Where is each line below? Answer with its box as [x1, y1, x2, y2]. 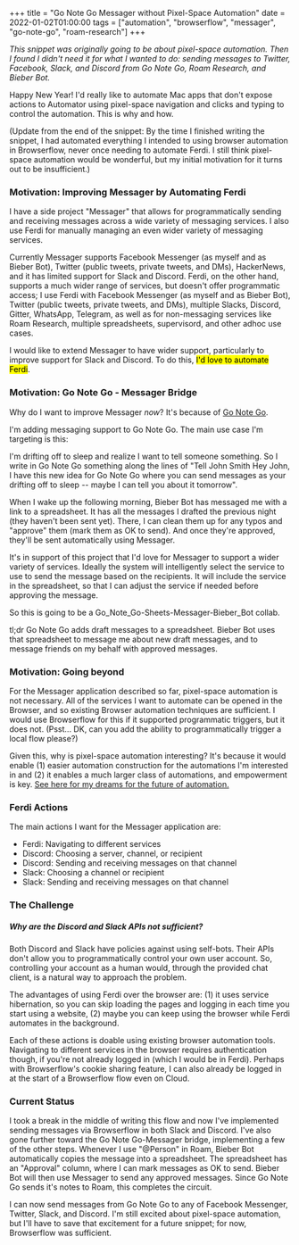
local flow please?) [9, 733, 79, 743]
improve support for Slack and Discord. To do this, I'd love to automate [9, 354, 270, 365]
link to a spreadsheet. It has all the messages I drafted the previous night [9, 506, 277, 517]
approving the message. [9, 589, 99, 601]
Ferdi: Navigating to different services [21, 839, 162, 850]
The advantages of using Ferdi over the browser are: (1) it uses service [9, 990, 270, 1000]
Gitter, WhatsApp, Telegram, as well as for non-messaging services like [9, 309, 272, 320]
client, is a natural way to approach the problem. [9, 972, 187, 983]
